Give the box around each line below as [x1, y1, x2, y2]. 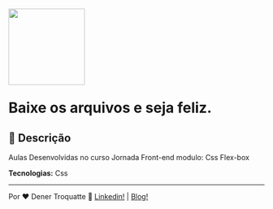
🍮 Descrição [8, 131, 71, 145]
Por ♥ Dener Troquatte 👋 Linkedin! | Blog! [8, 192, 149, 201]
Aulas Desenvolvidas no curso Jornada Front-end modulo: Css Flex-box [8, 153, 250, 162]
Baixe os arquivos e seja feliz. [8, 98, 213, 117]
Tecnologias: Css [8, 168, 68, 178]
